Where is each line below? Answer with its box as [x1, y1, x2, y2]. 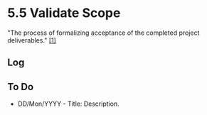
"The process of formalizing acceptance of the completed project [7, 28, 200, 37]
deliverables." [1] [7, 35, 57, 44]
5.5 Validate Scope [7, 5, 121, 21]
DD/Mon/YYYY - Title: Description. [17, 99, 120, 108]
